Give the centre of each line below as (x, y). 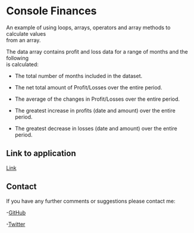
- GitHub (16, 212)
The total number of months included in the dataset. (79, 76)
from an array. (24, 40)
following (17, 58)
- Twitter (16, 224)
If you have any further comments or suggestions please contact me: (91, 201)
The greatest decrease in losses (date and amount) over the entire (96, 128)
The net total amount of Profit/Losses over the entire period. (88, 87)
